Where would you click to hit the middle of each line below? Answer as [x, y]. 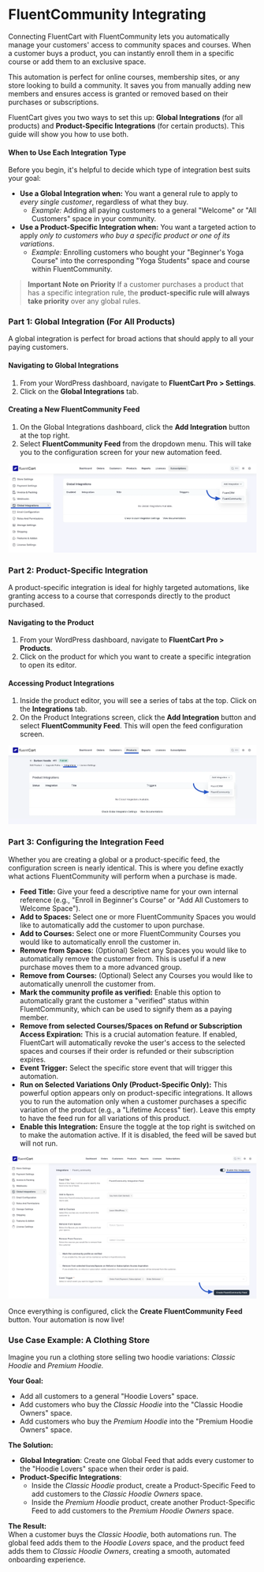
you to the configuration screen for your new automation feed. [121, 452]
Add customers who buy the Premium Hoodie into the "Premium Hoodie [136, 1421]
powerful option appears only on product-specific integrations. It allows [136, 1093]
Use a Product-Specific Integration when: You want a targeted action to [138, 228]
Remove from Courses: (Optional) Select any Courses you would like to [136, 975]
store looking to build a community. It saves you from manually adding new [130, 85]
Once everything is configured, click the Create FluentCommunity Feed [125, 1311]
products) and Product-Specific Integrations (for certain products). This [126, 126]
